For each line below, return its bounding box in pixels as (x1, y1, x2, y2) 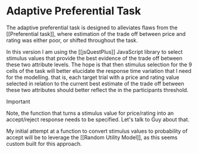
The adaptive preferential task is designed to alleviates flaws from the (6, 24, 178, 31)
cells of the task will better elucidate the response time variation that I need (6, 67, 191, 74)
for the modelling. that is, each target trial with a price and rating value (6, 74, 179, 81)
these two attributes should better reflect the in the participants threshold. (6, 86, 188, 93)
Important (6, 97, 31, 105)
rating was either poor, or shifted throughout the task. (6, 36, 138, 44)
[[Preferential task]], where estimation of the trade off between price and (6, 30, 186, 37)
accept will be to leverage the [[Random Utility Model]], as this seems (6, 133, 178, 141)
